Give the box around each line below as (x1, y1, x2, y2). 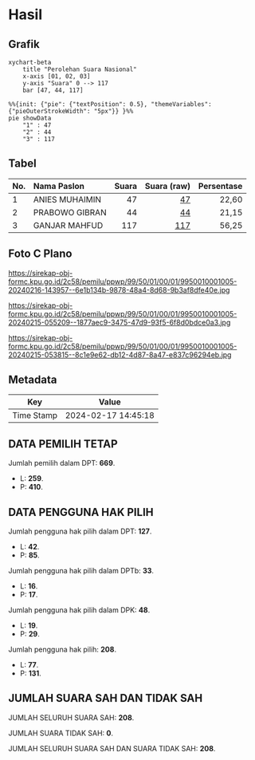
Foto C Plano (8, 247, 73, 261)
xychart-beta (8, 58, 52, 66)
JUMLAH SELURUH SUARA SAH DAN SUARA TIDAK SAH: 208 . (8, 743, 216, 753)
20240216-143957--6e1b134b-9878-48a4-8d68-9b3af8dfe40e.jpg (8, 285, 230, 294)
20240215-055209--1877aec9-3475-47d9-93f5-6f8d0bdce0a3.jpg (8, 317, 231, 327)
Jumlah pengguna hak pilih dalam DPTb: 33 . (8, 566, 154, 576)
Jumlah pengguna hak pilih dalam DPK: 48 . (8, 605, 151, 615)
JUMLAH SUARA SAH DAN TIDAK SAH (8, 691, 203, 705)
